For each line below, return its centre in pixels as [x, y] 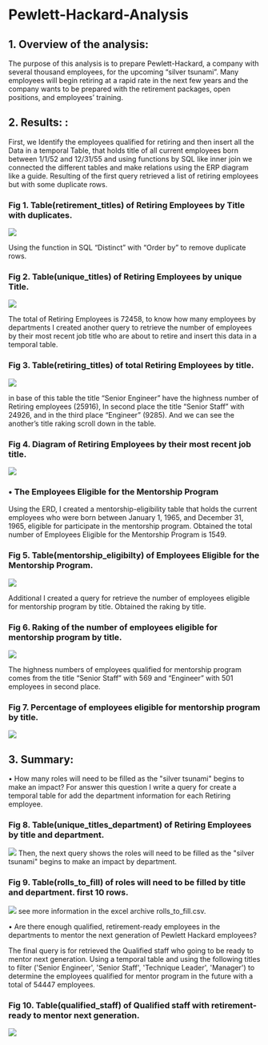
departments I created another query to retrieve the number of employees [130, 328]
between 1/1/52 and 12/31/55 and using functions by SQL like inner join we [130, 158]
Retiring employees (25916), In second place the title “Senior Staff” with [126, 406]
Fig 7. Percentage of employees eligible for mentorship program [134, 707]
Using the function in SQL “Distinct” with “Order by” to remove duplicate [127, 248]
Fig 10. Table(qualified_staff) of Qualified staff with [109, 1005]
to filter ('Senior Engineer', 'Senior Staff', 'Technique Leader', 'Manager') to [132, 967]
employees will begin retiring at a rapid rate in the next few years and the [128, 80]
